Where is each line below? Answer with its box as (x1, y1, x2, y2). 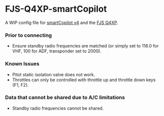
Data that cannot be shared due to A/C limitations (5, 94, 125, 101)
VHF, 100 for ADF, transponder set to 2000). (12, 48, 102, 54)
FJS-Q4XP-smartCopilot (5, 3, 107, 15)
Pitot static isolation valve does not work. (12, 71, 95, 77)
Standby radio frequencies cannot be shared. (12, 105, 104, 111)
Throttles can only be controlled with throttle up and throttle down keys (12, 77, 156, 83)
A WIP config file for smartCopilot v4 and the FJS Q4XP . (5, 20, 118, 25)
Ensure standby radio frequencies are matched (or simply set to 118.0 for (12, 43, 159, 49)
